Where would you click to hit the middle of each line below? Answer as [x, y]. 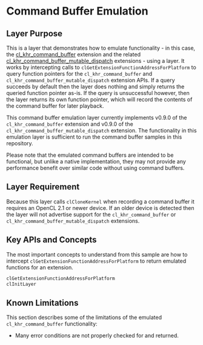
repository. [20, 143]
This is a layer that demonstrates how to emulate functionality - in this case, [101, 48]
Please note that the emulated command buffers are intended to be [90, 155]
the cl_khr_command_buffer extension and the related [74, 54]
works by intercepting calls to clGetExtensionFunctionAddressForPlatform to [101, 67]
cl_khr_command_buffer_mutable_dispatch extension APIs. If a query [91, 80]
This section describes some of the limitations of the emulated [84, 317]
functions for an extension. [40, 267]
